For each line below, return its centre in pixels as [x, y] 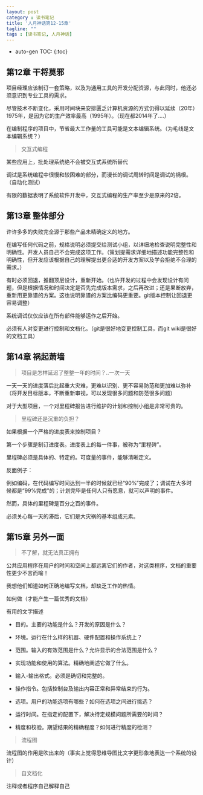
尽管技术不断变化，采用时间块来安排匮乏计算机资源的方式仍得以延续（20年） [101, 108]
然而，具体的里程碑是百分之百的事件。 [54, 503]
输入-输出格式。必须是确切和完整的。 [61, 676]
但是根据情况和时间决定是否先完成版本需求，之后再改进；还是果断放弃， [107, 287]
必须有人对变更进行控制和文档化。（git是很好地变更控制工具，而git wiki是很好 [101, 328]
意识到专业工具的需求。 [40, 95]
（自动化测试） [25, 182]
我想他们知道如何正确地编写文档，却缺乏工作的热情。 [72, 586]
